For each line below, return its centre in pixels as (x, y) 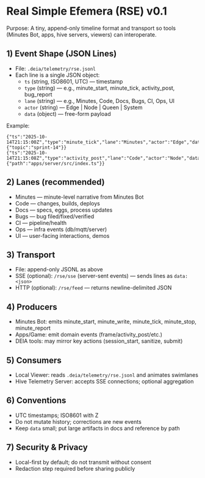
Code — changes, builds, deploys (58, 203)
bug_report (38, 94)
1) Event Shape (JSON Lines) (62, 54)
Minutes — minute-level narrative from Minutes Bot (79, 197)
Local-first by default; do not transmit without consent (83, 462)
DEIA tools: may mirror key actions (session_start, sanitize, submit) (99, 341)
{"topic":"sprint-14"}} (37, 148)
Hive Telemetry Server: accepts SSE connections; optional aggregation (104, 381)
